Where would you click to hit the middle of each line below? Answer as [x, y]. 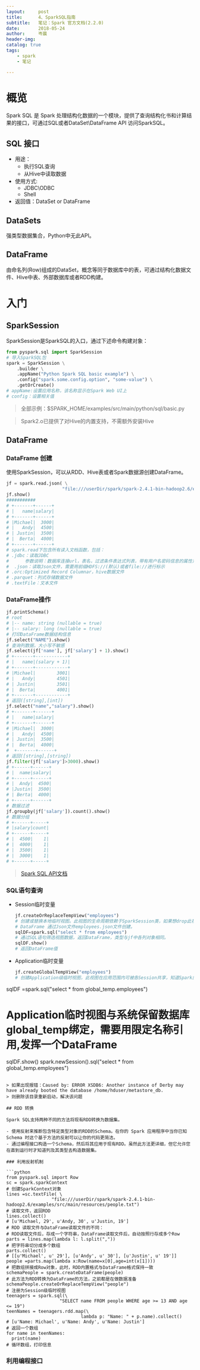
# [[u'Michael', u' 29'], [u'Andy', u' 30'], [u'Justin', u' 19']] [92, 1256]
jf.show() [18, 495]
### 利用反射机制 [25, 1162]
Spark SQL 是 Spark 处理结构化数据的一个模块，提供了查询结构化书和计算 [96, 115]
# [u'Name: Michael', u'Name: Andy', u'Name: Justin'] [76, 1322]
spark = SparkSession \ [36, 363]
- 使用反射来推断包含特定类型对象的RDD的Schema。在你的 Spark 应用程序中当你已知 [97, 1131]
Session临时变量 [35, 904]
